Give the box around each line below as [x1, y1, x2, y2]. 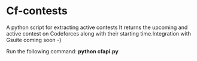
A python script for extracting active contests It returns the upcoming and [6, 24, 188, 31]
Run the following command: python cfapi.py [6, 47, 119, 54]
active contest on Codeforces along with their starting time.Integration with [6, 30, 192, 37]
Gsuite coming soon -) [6, 36, 62, 43]
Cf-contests [6, 4, 68, 18]
